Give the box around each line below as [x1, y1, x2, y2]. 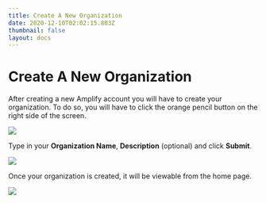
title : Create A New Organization [8, 11, 123, 20]
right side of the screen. [8, 111, 87, 121]
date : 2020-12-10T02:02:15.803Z [8, 19, 115, 27]
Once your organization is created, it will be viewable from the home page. [8, 171, 253, 181]
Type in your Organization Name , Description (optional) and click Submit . [8, 141, 253, 151]
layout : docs [8, 33, 52, 42]
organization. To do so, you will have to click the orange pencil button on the [8, 102, 258, 112]
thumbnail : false [8, 26, 66, 34]
